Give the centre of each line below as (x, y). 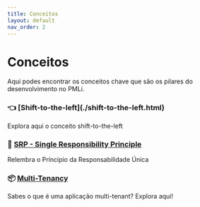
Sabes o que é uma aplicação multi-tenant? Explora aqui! (90, 196)
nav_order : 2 (27, 27)
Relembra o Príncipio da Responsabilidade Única (78, 159)
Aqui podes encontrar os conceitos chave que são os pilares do (100, 81)
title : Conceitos (33, 14)
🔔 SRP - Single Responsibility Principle (75, 144)
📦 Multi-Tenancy (38, 178)
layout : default (31, 20)
